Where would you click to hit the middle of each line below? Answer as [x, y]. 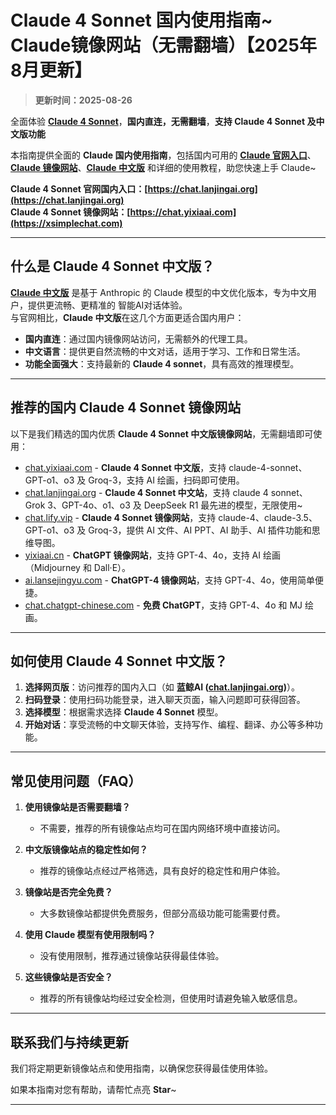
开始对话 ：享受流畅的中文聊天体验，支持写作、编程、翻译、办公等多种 [169, 725]
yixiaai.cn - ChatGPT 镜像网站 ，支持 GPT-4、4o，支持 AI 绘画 [152, 555]
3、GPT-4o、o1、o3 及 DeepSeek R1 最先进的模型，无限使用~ [175, 505]
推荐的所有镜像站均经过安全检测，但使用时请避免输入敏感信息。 [171, 998]
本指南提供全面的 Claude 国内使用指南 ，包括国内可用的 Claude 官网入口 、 [163, 155]
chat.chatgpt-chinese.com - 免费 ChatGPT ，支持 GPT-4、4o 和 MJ [163, 605]
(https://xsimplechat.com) [66, 223]
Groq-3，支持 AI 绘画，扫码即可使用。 [166, 480]
